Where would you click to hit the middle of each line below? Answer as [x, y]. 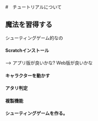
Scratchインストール [27, 51]
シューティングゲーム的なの [34, 38]
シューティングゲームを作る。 [36, 113]
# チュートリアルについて [34, 7]
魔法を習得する [29, 25]
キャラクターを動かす [28, 76]
